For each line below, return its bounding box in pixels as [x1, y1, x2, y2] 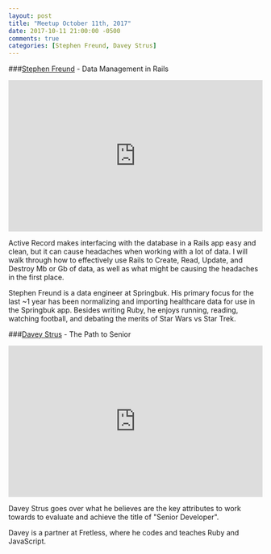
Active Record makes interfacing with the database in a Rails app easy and [8, 238, 256, 248]
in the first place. [8, 272, 65, 283]
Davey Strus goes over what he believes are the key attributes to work [8, 504, 242, 514]
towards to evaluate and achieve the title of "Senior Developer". [8, 512, 219, 522]
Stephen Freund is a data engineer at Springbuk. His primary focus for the [8, 288, 254, 298]
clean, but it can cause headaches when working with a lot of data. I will [8, 247, 248, 257]
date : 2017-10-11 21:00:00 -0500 [8, 27, 121, 35]
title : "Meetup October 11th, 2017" [8, 19, 131, 27]
